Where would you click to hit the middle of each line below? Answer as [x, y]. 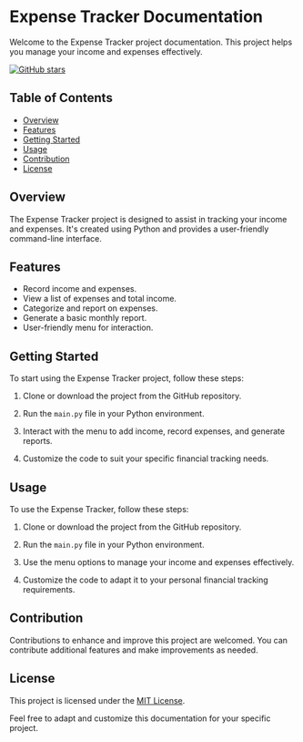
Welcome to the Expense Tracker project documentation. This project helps [151, 42]
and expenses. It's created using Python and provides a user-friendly [139, 229]
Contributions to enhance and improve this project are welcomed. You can [149, 640]
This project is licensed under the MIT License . [97, 700]
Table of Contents [61, 98]
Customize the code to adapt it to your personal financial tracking [145, 580]
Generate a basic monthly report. [85, 318]
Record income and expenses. [80, 289]
